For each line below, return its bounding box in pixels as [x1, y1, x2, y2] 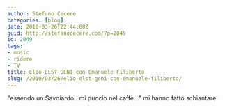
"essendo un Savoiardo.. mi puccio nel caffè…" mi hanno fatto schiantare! [7, 94, 218, 102]
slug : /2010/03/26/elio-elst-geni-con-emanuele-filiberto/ [7, 75, 183, 82]
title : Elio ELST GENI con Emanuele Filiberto [7, 68, 145, 75]
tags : [7, 43, 23, 49]
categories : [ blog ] [7, 17, 64, 24]
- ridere [7, 56, 33, 63]
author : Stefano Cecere [7, 10, 77, 17]
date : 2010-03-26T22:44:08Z [7, 23, 89, 30]
